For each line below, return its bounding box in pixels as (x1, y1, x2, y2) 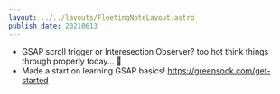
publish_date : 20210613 (8, 21, 98, 30)
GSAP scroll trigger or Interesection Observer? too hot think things (21, 46, 269, 56)
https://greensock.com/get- (167, 64, 271, 76)
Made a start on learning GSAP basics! (21, 64, 166, 76)
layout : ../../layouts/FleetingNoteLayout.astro (8, 13, 195, 22)
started (21, 74, 49, 85)
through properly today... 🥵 (21, 56, 123, 66)
